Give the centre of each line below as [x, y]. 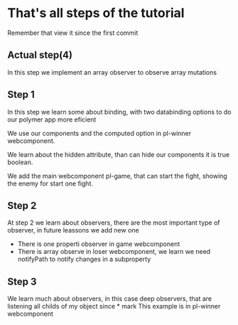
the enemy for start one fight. [50, 183]
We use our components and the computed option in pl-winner [99, 133]
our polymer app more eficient [52, 119]
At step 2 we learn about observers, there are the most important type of [114, 223]
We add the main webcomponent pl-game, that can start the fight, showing [117, 176]
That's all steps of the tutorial [96, 13]
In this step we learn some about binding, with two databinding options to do [119, 112]
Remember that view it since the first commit [73, 33]
